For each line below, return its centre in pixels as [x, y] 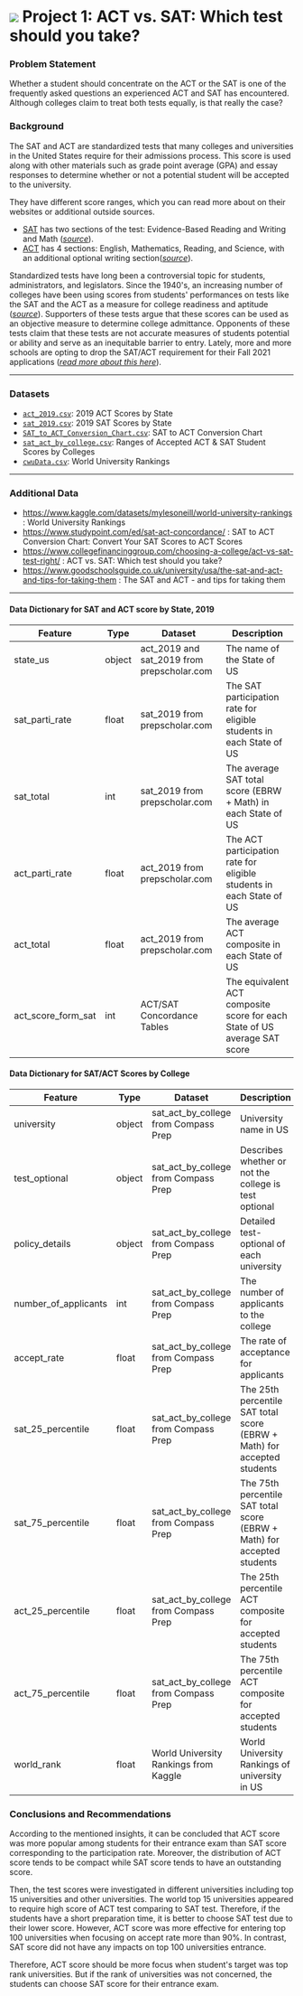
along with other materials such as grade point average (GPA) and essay [143, 165]
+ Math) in [247, 801]
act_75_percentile [52, 1693]
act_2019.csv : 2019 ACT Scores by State [97, 414]
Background [37, 127]
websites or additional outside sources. [82, 211]
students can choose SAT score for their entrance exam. [114, 1984]
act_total [32, 944]
